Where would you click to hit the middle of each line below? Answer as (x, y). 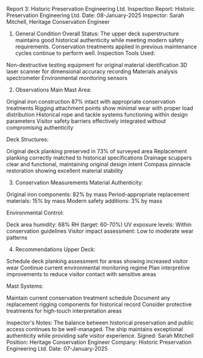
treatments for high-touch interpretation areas (64, 311)
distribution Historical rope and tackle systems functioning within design (97, 115)
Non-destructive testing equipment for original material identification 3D (97, 65)
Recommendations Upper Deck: (55, 249)
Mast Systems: (25, 286)
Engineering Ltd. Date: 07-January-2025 (57, 349)
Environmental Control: (35, 213)
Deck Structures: (27, 139)
